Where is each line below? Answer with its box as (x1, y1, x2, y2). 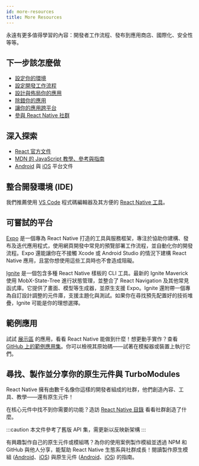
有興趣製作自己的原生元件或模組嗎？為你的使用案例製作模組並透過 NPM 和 (6, 439, 188, 446)
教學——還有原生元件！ (16, 393, 74, 401)
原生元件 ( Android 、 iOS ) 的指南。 (56, 454, 138, 461)
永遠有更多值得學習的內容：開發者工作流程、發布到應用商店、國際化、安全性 (6, 31, 193, 39)
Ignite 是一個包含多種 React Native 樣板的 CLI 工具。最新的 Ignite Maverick (6, 269, 188, 276)
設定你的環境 (14, 75, 46, 82)
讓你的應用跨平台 (14, 105, 57, 112)
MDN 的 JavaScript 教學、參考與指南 (14, 155, 105, 162)
